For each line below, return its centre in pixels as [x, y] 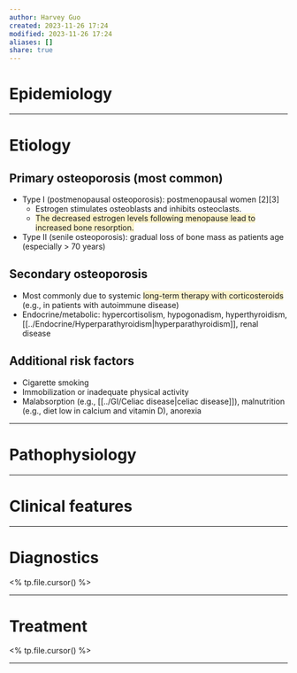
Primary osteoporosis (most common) [116, 178]
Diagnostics [54, 557]
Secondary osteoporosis [79, 274]
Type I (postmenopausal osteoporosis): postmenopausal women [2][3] [151, 199]
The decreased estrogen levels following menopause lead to [145, 219]
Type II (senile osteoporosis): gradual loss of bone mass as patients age [153, 237]
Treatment [49, 626]
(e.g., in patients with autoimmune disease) [100, 305]
